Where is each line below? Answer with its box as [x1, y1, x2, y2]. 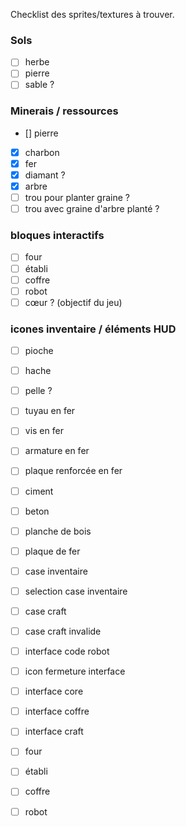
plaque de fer [24, 545, 81, 557]
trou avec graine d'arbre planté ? [24, 203, 160, 215]
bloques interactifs [10, 229, 105, 243]
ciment [24, 485, 54, 497]
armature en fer [24, 445, 90, 457]
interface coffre [24, 705, 90, 718]
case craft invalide [24, 625, 102, 637]
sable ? [24, 79, 55, 91]
